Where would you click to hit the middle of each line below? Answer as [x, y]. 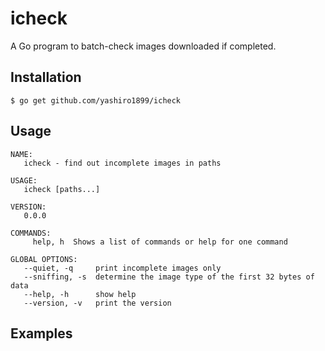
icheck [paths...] [62, 189]
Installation [46, 77]
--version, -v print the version [97, 303]
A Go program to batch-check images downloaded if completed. [143, 46]
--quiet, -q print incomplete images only [122, 268]
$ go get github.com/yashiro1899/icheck [96, 100]
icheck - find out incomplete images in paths [122, 163]
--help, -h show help [80, 294]
